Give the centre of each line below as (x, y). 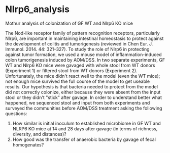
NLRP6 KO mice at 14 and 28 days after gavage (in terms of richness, (85, 129)
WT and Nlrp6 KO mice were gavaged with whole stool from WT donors (80, 65)
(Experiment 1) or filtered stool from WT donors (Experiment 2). (72, 70)
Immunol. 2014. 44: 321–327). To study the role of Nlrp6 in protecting (77, 49)
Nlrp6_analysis (38, 9)
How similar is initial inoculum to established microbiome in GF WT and (87, 123)
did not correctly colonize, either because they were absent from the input (83, 92)
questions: (16, 113)
